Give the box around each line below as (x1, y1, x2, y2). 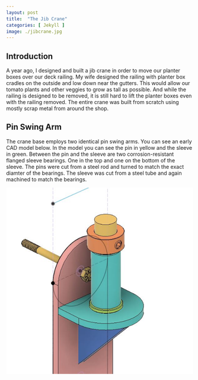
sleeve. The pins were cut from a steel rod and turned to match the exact (6, 163, 184, 170)
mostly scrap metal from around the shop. (6, 105, 108, 112)
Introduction (6, 51, 53, 61)
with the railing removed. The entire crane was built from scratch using (6, 99, 179, 106)
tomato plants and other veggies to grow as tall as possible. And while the (6, 86, 187, 93)
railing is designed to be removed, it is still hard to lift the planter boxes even (6, 92, 192, 99)
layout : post (6, 10, 39, 15)
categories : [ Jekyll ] (6, 22, 65, 28)
